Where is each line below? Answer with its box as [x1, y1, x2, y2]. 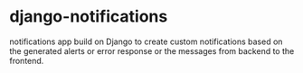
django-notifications [9, 6, 168, 27]
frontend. [9, 55, 44, 66]
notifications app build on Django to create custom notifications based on [9, 36, 283, 47]
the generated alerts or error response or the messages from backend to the [9, 45, 295, 56]
